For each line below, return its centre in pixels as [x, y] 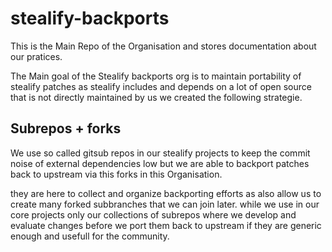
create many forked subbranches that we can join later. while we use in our [165, 204]
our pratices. [36, 56]
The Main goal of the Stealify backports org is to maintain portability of [156, 76]
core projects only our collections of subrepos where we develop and [153, 214]
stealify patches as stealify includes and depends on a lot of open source [161, 86]
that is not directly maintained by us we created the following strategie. [156, 97]
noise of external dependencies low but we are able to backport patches [160, 163]
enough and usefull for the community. [90, 236]
